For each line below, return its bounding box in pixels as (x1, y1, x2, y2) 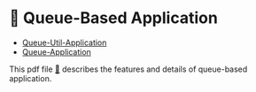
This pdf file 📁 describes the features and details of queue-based (9, 64, 248, 74)
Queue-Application (21, 46, 91, 57)
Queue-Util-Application (21, 37, 107, 48)
